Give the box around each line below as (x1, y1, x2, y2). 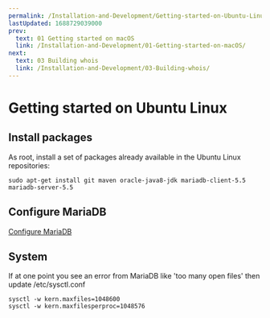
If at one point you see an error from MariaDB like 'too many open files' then (8, 271, 260, 281)
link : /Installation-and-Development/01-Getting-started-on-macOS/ (15, 42, 247, 50)
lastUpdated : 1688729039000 (8, 19, 103, 27)
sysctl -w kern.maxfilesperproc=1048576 (8, 303, 146, 311)
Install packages (8, 130, 92, 145)
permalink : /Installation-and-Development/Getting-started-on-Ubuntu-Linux (8, 11, 268, 20)
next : (8, 49, 27, 57)
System (8, 250, 48, 263)
